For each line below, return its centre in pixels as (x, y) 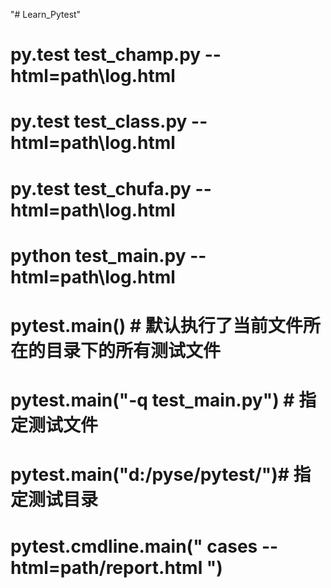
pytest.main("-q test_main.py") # (152, 400)
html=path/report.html (106, 567)
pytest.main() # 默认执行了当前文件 (156, 325)
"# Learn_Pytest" (46, 14)
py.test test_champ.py (106, 55)
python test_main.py (98, 255)
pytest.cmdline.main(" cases (134, 546)
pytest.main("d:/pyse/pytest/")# (150, 475)
